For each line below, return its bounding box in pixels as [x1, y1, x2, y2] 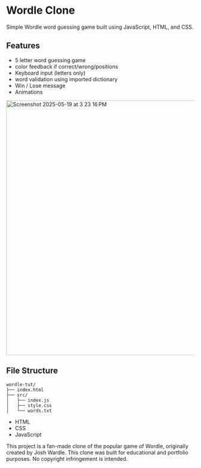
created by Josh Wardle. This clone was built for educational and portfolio [6, 449, 188, 456]
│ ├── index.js [6, 397, 50, 403]
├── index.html [6, 387, 44, 393]
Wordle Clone [6, 4, 75, 17]
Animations [14, 88, 43, 96]
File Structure [6, 366, 58, 376]
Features [6, 41, 40, 51]
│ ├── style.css [6, 402, 52, 408]
